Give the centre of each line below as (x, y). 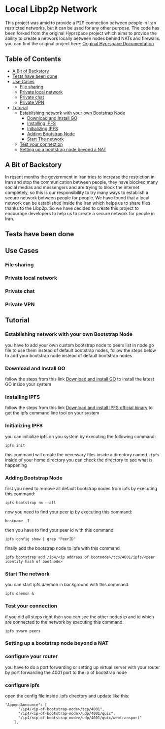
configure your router (32, 657)
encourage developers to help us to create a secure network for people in (80, 213)
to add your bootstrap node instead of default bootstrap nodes (68, 355)
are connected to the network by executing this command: (65, 622)
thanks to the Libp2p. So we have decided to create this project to (72, 208)
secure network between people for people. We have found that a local (77, 197)
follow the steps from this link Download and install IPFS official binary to (79, 408)
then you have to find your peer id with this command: (60, 530)
